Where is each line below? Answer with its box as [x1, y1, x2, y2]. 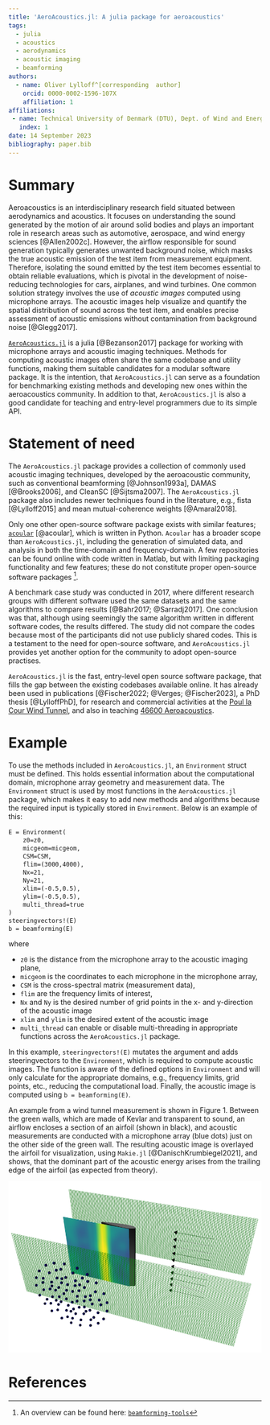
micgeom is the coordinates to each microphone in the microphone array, [19, 972, 259, 982]
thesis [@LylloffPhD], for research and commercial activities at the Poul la [8, 697, 252, 707]
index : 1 [18, 123, 48, 132]
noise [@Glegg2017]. [8, 322, 78, 332]
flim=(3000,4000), [22, 861, 84, 869]
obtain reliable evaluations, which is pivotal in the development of [8, 270, 225, 281]
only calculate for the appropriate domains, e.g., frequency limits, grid [8, 1073, 239, 1082]
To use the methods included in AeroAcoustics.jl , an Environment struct [8, 760, 247, 770]
